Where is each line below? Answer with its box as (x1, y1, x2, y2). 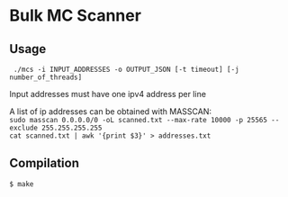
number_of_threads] (9, 73, 83, 82)
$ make (9, 179, 34, 189)
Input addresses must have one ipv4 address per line (9, 89, 207, 99)
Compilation (9, 156, 79, 171)
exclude (9, 123, 39, 132)
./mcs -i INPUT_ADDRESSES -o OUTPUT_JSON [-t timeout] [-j (13, 65, 240, 74)
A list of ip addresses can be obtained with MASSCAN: (9, 106, 211, 117)
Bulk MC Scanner (9, 5, 142, 26)
